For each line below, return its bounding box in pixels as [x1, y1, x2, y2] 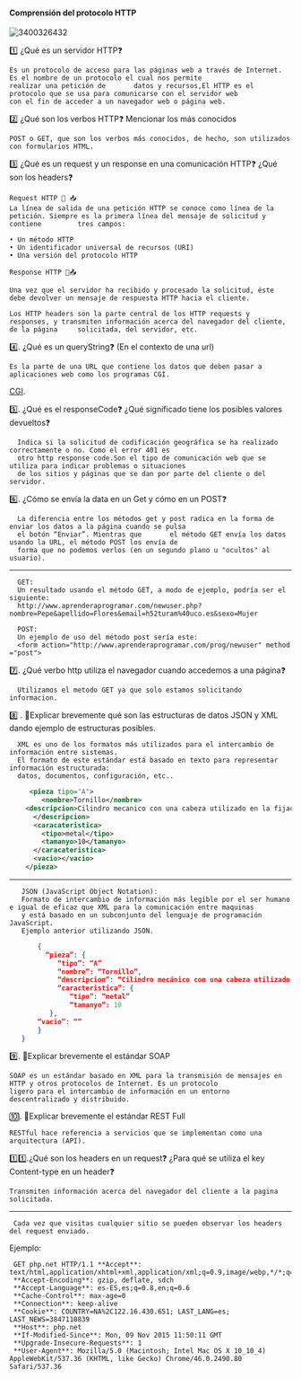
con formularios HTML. [9, 142, 94, 152]
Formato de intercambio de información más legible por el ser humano [21, 895, 291, 904]
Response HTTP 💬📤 [9, 268, 77, 278]
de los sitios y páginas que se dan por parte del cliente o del [17, 470, 267, 479]
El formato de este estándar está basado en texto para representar [17, 756, 279, 765]
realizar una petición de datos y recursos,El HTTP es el [9, 82, 254, 91]
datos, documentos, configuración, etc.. [17, 772, 175, 781]
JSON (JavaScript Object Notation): [21, 887, 159, 896]
